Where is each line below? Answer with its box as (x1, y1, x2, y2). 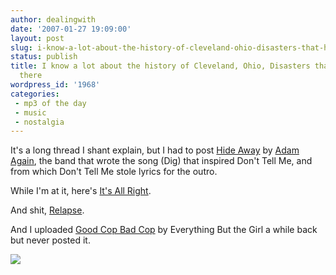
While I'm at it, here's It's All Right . (10, 185, 152, 197)
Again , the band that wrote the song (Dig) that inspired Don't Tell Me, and (10, 155, 313, 167)
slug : (10, 42, 33, 53)
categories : (10, 89, 60, 99)
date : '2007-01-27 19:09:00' (10, 24, 132, 34)
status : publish (10, 52, 78, 62)
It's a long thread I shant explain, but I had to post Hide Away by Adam (10, 144, 300, 156)
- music (14, 107, 47, 118)
